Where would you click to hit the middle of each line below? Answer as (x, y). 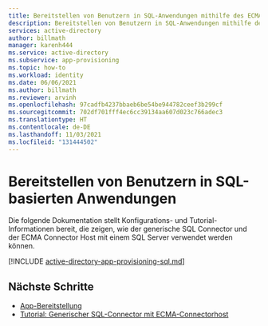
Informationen (31, 229)
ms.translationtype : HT (48, 120)
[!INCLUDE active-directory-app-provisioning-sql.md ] (97, 261)
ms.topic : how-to (37, 68)
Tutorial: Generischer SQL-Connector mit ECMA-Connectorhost (124, 314)
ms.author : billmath (43, 90)
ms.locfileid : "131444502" (53, 142)
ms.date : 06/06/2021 (43, 82)
